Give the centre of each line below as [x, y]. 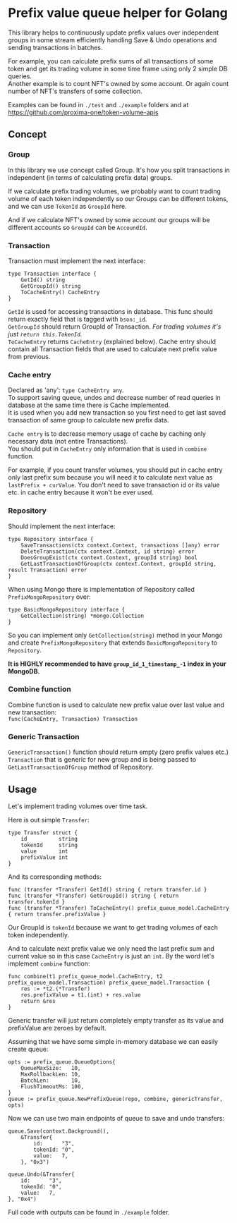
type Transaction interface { [53, 274]
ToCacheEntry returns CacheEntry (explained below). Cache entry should [112, 341]
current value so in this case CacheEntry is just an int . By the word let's [111, 956]
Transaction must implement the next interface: [77, 261]
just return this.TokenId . [45, 334]
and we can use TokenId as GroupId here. [67, 206]
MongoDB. [24, 671]
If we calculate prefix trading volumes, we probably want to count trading [115, 191]
